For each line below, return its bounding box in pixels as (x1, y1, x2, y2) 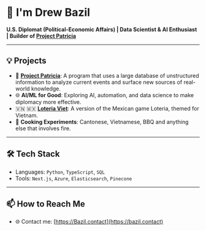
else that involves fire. (15, 125, 71, 132)
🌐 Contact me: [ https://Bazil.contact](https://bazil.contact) (15, 218, 164, 226)
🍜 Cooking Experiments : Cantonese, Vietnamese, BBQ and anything (15, 118, 189, 125)
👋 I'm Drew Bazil (6, 5, 91, 20)
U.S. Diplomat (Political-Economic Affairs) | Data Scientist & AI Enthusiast (6, 26, 197, 33)
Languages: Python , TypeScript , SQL (15, 168, 105, 175)
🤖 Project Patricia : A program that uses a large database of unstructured (15, 71, 199, 79)
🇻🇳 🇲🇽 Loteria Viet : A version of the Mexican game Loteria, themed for (15, 105, 199, 112)
